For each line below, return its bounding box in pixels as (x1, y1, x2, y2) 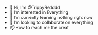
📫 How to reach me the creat (9, 25, 69, 30)
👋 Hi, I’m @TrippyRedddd (9, 5, 60, 10)
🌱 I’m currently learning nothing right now (9, 15, 93, 20)
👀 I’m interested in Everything (9, 9, 69, 15)
